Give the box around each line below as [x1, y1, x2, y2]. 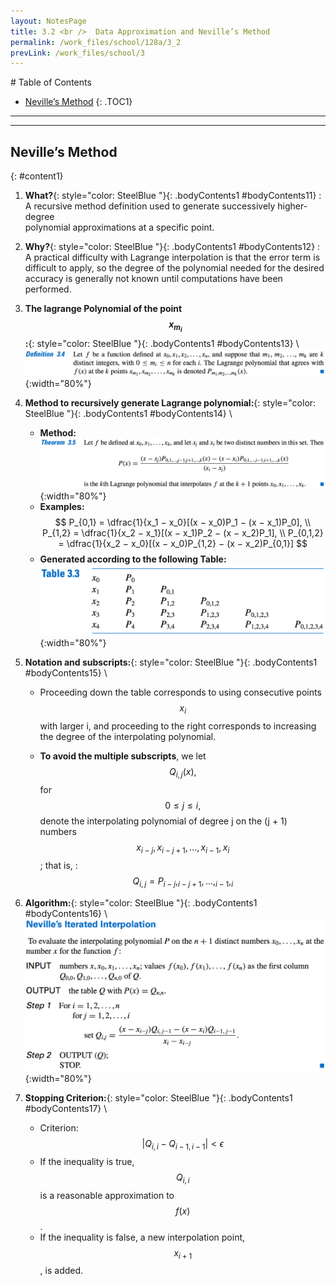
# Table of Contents [10, 76, 92, 89]
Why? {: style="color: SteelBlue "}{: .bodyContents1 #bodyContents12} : [24, 241, 321, 253]
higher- [277, 200, 308, 212]
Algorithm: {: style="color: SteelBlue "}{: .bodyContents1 [24, 896, 258, 909]
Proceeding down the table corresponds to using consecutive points [39, 686, 322, 699]
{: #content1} [10, 170, 64, 182]
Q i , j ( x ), [169, 766, 197, 780]
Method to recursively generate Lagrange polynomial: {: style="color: [24, 396, 317, 409]
